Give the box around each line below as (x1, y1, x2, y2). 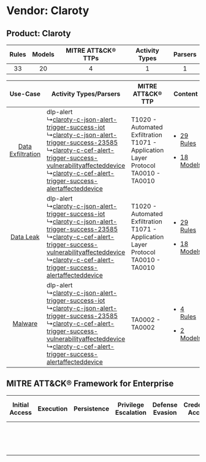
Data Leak (10, 233, 40, 241)
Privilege (117, 400, 145, 409)
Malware (12, 320, 38, 328)
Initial (12, 400, 29, 409)
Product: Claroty (6, 28, 71, 39)
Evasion (153, 408, 177, 417)
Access (9, 408, 32, 417)
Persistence (73, 404, 110, 413)
